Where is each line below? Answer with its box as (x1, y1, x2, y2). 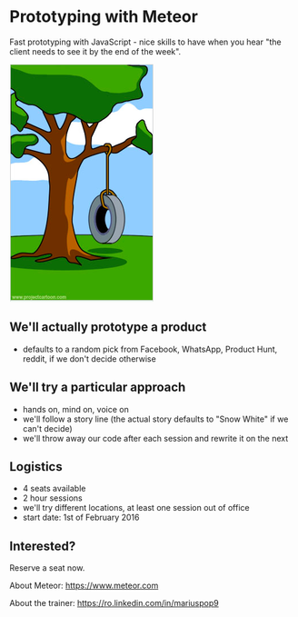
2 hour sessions (22, 493, 84, 503)
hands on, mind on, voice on (22, 403, 129, 414)
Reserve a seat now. (9, 562, 85, 573)
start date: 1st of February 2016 (22, 512, 140, 523)
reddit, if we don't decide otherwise (22, 353, 156, 364)
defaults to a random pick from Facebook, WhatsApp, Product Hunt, (22, 343, 278, 354)
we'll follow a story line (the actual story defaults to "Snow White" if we (22, 413, 289, 424)
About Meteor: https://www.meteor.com (9, 580, 159, 592)
